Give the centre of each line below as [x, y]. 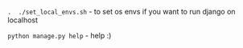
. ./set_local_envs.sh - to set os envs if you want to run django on [121, 12]
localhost [23, 20]
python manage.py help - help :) [60, 36]
